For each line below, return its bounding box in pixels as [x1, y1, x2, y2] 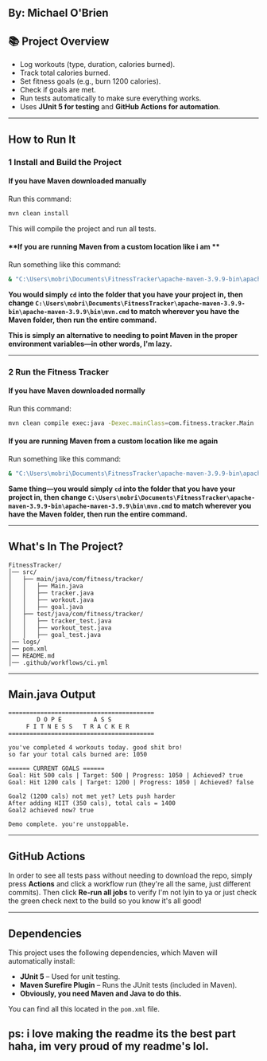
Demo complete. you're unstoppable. [8, 820, 130, 828]
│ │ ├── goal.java [8, 603, 83, 611]
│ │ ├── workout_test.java [8, 623, 112, 632]
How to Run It [8, 132, 76, 146]
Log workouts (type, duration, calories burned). [19, 60, 176, 69]
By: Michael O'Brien [8, 6, 109, 20]
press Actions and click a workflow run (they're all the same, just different [8, 879, 251, 889]
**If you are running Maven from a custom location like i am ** [8, 242, 220, 252]
